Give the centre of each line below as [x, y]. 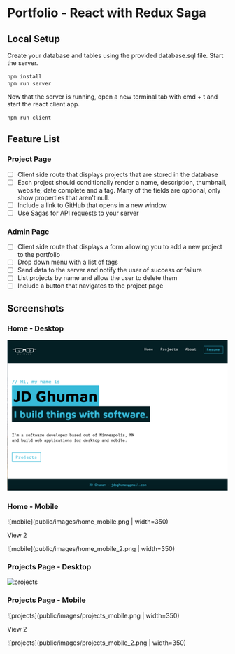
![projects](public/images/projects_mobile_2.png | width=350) [97, 643]
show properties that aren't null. [63, 197]
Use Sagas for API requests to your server [78, 213]
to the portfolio [39, 255]
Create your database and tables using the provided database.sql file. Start [115, 55]
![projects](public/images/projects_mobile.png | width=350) [93, 615]
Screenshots [36, 308]
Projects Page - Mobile [47, 600]
